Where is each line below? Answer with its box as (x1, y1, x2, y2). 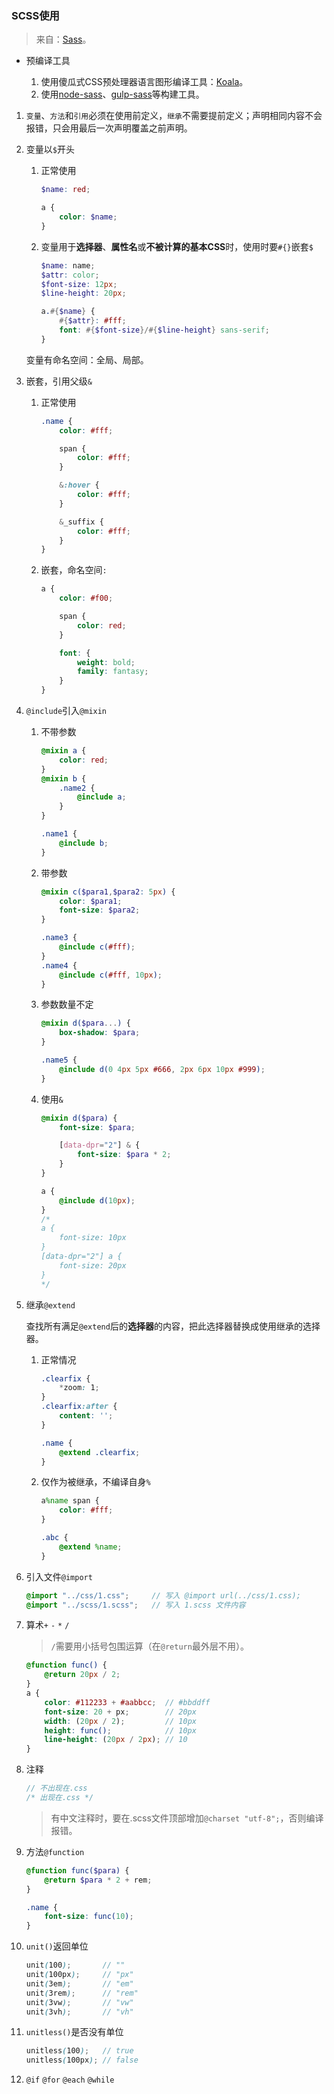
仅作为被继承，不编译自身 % (40, 1476, 151, 1488)
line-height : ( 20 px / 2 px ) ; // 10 (44, 1735, 188, 1745)
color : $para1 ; (59, 896, 123, 906)
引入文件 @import (25, 1570, 93, 1582)
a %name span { (40, 1496, 100, 1506)
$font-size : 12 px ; (40, 279, 118, 289)
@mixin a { (40, 746, 87, 756)
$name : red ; (40, 185, 91, 195)
